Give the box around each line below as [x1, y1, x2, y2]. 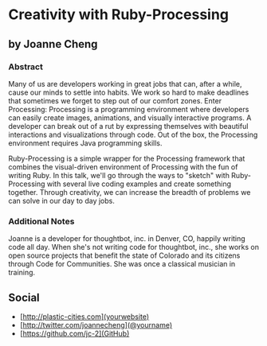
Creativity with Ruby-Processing [8, 6, 230, 24]
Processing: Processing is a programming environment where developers [8, 104, 249, 114]
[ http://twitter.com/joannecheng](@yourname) [19, 320, 173, 329]
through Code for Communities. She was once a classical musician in [8, 259, 236, 269]
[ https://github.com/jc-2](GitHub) [19, 329, 130, 338]
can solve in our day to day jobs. [8, 196, 116, 205]
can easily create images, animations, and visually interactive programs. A [8, 113, 252, 122]
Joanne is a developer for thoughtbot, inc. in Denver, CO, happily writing [8, 234, 245, 243]
